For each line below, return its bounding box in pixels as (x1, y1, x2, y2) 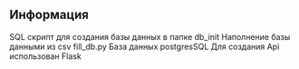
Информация (9, 7, 89, 23)
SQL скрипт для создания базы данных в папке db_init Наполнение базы (9, 31, 291, 42)
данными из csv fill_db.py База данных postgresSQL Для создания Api (9, 41, 280, 52)
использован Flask (9, 50, 82, 62)
